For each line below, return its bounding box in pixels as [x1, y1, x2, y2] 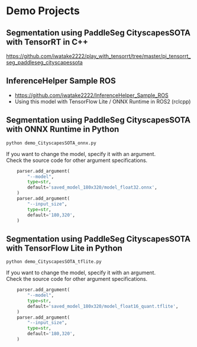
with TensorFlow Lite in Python [6, 243, 122, 253]
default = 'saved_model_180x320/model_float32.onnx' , [27, 184, 158, 190]
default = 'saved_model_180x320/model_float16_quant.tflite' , [27, 303, 179, 309]
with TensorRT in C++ [6, 37, 89, 47]
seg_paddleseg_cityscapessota [6, 59, 83, 66]
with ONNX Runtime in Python [6, 124, 120, 134]
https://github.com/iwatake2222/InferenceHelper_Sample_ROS [14, 92, 169, 99]
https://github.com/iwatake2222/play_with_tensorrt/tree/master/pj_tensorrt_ [6, 53, 191, 60]
